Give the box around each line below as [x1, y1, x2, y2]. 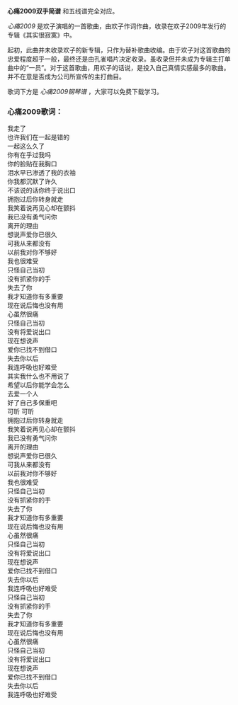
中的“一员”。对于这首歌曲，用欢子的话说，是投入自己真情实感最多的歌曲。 [13, 64, 230, 71]
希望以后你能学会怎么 [7, 381, 69, 389]
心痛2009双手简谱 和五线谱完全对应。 [7, 7, 119, 15]
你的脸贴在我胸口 [7, 159, 57, 168]
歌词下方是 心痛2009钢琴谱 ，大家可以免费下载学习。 [7, 88, 163, 96]
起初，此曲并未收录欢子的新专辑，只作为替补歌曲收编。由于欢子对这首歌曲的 [7, 46, 231, 54]
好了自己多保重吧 [7, 399, 57, 407]
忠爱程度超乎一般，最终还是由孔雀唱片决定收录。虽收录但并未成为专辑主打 [7, 55, 225, 63]
